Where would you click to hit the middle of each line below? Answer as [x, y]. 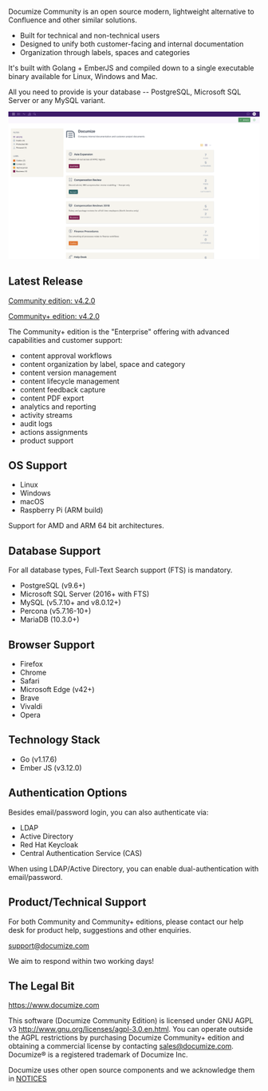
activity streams [46, 415]
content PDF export [52, 398]
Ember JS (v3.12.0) [51, 767]
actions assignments [54, 432]
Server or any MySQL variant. [57, 100]
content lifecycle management [69, 381]
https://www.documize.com [54, 1005]
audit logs [36, 424]
